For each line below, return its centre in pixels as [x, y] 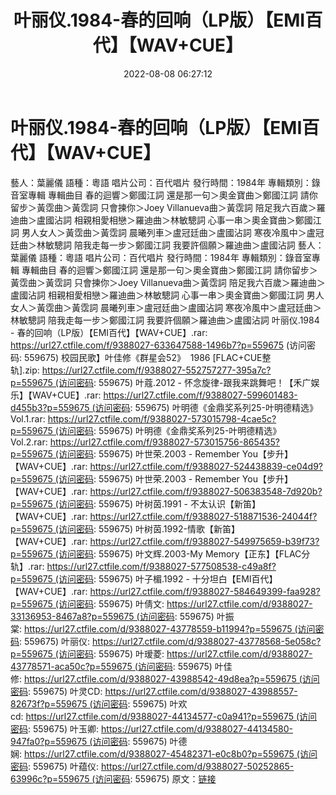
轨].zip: [25, 370]
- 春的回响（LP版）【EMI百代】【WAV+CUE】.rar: [109, 332]
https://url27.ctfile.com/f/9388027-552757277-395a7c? [156, 370]
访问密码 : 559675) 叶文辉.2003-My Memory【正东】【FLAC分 [184, 553]
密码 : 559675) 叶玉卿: [55, 728]
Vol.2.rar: [29, 442]
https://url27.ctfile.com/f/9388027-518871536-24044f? [203, 516]
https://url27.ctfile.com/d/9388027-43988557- [201, 691]
